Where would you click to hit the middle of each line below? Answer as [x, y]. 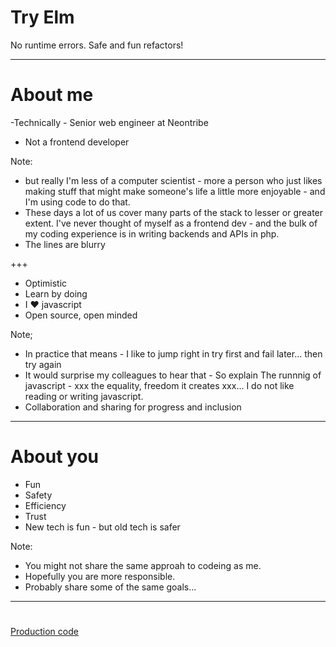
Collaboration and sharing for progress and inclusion [133, 407]
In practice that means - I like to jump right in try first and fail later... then [173, 353]
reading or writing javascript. [84, 396]
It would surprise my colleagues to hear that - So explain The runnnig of [173, 375]
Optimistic [46, 283]
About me [52, 95]
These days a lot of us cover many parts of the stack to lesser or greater [174, 212]
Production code [44, 631]
